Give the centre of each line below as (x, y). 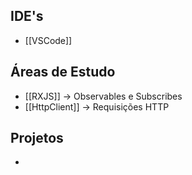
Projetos (37, 138)
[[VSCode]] (48, 40)
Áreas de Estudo (63, 72)
